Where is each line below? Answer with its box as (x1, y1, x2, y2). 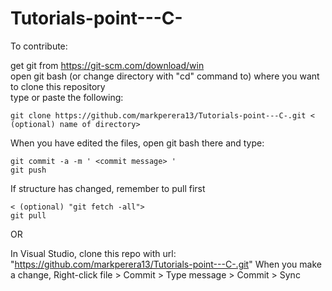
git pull (10, 210, 47, 221)
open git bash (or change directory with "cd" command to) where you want (10, 70, 320, 82)
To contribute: (10, 40, 68, 52)
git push (10, 165, 47, 175)
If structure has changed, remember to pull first (10, 182, 206, 194)
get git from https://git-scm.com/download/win (10, 59, 205, 71)
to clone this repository (10, 80, 106, 92)
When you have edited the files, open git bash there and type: (10, 137, 265, 149)
